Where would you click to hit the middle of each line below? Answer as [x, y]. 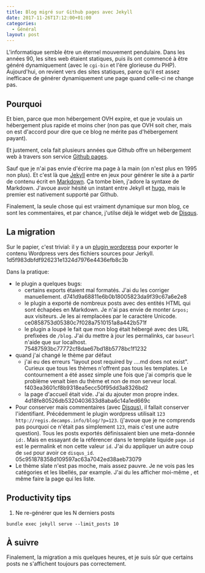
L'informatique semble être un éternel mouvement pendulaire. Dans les [96, 52]
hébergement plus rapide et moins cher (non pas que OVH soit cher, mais [99, 125]
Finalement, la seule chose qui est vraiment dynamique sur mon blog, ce [98, 206]
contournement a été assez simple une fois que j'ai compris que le [108, 375]
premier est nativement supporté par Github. [62, 194]
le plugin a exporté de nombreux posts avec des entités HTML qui [107, 303]
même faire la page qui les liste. [55, 479]
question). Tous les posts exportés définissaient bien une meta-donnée [105, 433]
